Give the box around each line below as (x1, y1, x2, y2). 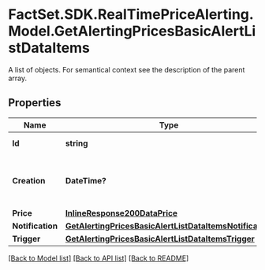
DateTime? (65, 175, 106, 186)
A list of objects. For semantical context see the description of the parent (8, 65, 245, 74)
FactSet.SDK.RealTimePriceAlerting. (8, 6, 254, 24)
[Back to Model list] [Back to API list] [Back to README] (8, 253, 189, 263)
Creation (12, 175, 46, 186)
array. (8, 73, 28, 83)
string (65, 138, 88, 149)
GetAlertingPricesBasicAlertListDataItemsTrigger (65, 233, 255, 244)
